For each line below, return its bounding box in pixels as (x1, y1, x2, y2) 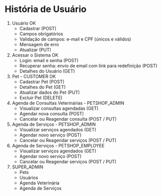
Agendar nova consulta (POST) (19, 110, 84, 116)
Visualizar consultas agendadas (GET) (19, 105, 99, 111)
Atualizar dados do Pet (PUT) (19, 89, 80, 95)
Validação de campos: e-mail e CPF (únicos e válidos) (19, 36, 131, 42)
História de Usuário (5, 4, 87, 15)
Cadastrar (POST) (19, 25, 57, 31)
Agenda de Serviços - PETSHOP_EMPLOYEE (12, 142, 105, 148)
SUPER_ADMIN (12, 164, 44, 170)
